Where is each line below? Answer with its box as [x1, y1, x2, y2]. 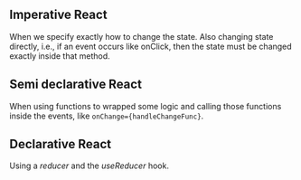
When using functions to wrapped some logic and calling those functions [9, 100, 282, 111]
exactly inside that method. [9, 50, 110, 62]
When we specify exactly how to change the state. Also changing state [9, 31, 274, 42]
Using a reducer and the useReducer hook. [9, 160, 170, 171]
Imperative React [9, 7, 108, 23]
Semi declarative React [9, 77, 143, 92]
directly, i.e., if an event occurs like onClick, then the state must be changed [9, 41, 292, 52]
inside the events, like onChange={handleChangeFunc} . [9, 110, 204, 121]
